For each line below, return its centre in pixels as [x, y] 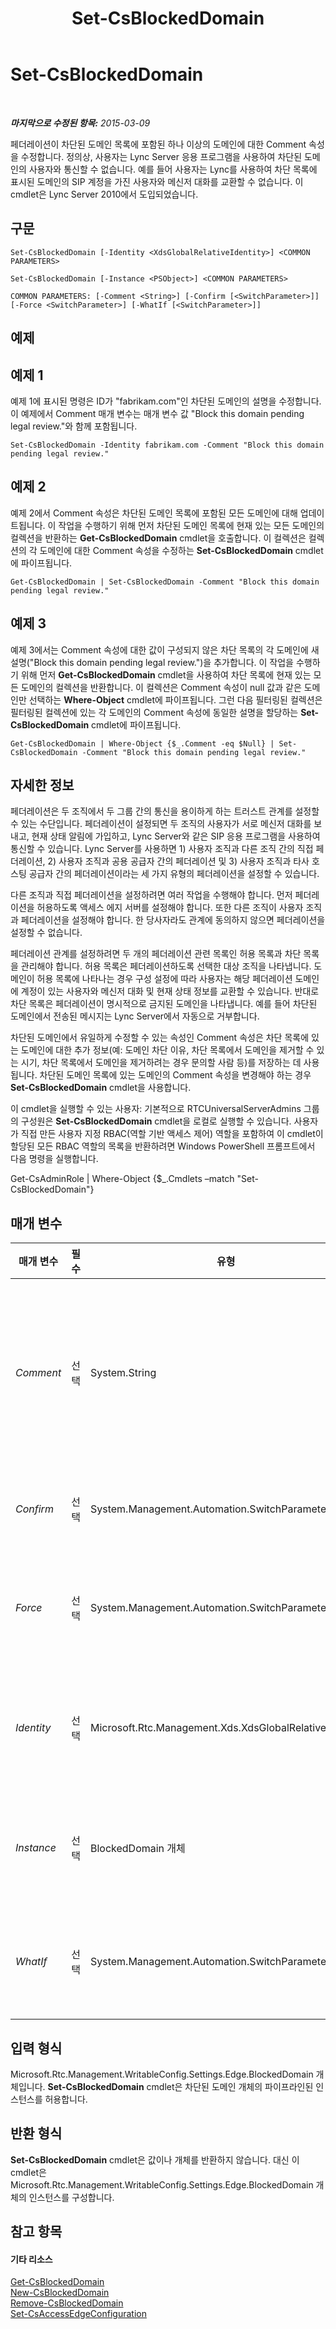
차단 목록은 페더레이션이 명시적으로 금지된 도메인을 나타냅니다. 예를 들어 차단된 [164, 1004]
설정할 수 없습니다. [46, 933]
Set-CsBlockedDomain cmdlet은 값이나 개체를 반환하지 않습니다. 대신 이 [155, 2159]
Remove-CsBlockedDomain [67, 2303]
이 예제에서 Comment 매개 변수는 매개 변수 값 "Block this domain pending [157, 413]
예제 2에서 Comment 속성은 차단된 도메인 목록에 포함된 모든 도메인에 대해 [154, 513]
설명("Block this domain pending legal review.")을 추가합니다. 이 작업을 [152, 662]
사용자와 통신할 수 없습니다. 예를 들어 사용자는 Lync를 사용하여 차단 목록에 [173, 169]
